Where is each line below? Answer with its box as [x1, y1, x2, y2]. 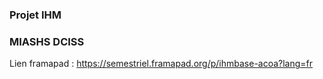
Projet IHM [9, 8, 62, 22]
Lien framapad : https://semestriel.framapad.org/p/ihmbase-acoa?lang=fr [9, 58, 314, 70]
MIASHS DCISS [9, 34, 85, 48]
